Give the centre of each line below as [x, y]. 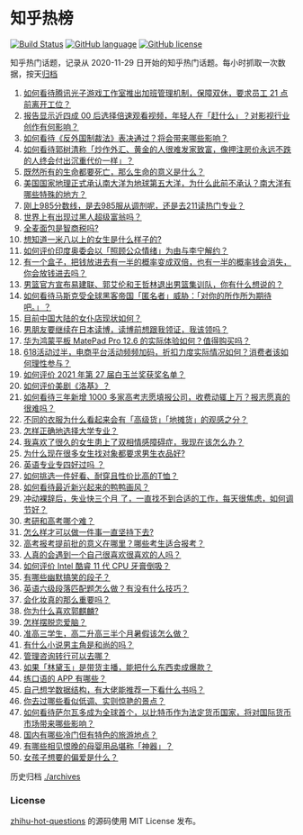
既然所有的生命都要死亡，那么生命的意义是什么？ [114, 171]
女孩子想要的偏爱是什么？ [71, 757]
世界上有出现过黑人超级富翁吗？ [82, 216]
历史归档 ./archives [45, 776]
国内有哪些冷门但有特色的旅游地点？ [90, 734]
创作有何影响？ [51, 126]
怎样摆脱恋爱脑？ [55, 622]
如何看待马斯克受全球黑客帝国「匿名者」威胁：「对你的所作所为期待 [147, 295]
